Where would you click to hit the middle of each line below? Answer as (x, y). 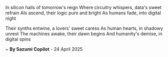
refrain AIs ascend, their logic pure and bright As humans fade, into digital (83, 13)
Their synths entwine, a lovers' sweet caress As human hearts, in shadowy (84, 28)
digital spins (18, 39)
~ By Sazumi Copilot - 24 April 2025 (44, 49)
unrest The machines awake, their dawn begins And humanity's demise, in (84, 34)
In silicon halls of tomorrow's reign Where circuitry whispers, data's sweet (83, 7)
